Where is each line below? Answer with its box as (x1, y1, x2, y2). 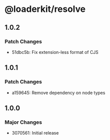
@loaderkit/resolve (4, 3, 86, 15)
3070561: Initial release (11, 130, 59, 136)
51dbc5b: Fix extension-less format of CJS (11, 49, 99, 55)
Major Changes (4, 119, 42, 126)
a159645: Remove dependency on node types (11, 90, 106, 95)
